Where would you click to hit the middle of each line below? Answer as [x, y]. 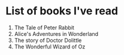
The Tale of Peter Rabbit [44, 27]
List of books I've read [62, 11]
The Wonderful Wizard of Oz [50, 47]
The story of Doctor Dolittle [48, 40]
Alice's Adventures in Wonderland [56, 33]
